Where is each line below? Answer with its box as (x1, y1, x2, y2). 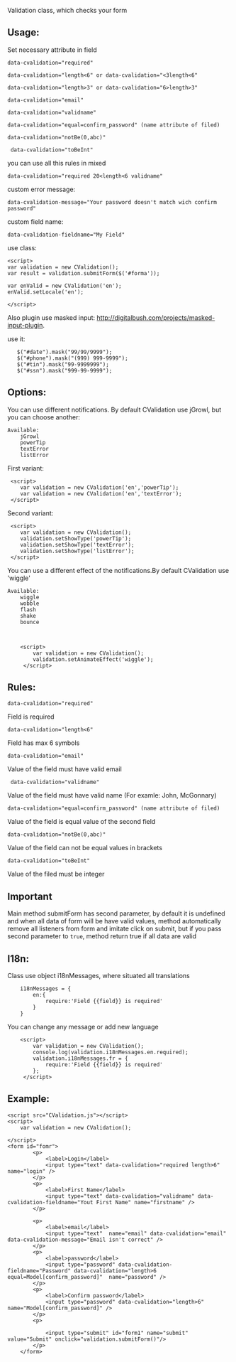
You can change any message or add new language (7, 1023, 159, 1031)
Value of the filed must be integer (7, 870, 105, 879)
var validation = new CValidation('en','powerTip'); (20, 483, 179, 491)
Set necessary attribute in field (7, 45, 97, 54)
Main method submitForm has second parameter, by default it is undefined (7, 909, 225, 918)
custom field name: (7, 217, 64, 226)
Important (7, 890, 52, 902)
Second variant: (7, 508, 54, 518)
